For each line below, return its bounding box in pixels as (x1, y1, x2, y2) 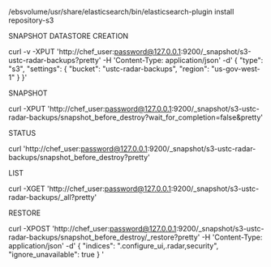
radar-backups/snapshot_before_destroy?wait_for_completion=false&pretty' (8, 112, 264, 122)
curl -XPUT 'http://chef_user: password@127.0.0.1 (8, 104, 172, 113)
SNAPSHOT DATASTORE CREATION (8, 32, 129, 40)
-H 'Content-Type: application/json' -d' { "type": (102, 56, 264, 65)
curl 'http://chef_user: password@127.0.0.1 (8, 144, 148, 153)
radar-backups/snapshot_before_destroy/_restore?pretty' (8, 232, 200, 242)
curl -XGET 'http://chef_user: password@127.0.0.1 (8, 184, 172, 193)
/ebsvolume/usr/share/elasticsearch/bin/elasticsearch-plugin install (8, 7, 234, 16)
